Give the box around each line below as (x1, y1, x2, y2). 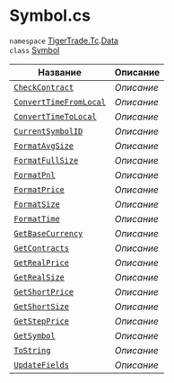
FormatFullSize (13, 155, 79, 165)
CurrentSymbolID (13, 126, 83, 136)
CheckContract (13, 82, 74, 93)
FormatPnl (13, 170, 56, 180)
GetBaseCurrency (13, 228, 83, 238)
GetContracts (13, 243, 70, 253)
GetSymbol (13, 330, 56, 341)
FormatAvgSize (13, 140, 74, 151)
